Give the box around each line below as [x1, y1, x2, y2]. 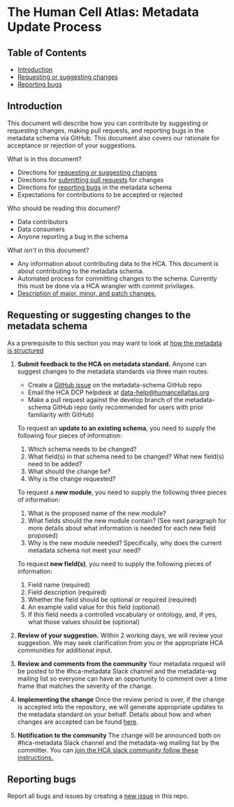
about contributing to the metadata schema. [17, 267, 145, 275]
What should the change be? [27, 467, 111, 475]
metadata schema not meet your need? [27, 546, 141, 554]
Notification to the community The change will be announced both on [17, 731, 221, 739]
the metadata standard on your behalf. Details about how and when [17, 710, 212, 718]
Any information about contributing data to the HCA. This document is [17, 259, 219, 267]
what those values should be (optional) [27, 617, 140, 625]
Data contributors [17, 217, 68, 225]
